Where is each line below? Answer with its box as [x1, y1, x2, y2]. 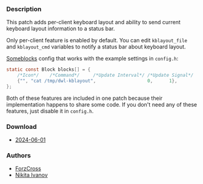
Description [6, 5, 42, 13]
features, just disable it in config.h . [6, 107, 94, 114]
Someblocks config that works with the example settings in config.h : [6, 55, 179, 62]
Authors [6, 151, 32, 160]
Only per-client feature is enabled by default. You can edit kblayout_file [6, 37, 188, 44]
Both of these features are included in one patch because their [6, 94, 163, 102]
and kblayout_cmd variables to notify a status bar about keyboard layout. [6, 43, 186, 50]
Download [6, 122, 38, 131]
